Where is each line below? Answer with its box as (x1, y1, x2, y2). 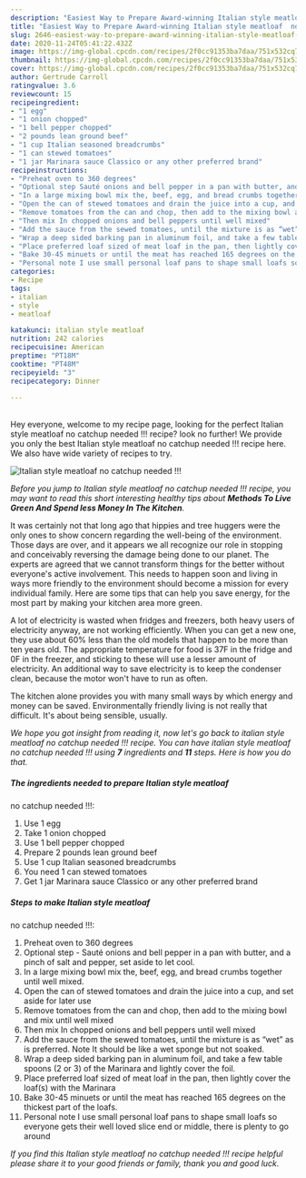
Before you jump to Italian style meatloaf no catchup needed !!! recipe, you (10, 483, 291, 494)
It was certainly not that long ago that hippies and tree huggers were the (10, 520, 281, 531)
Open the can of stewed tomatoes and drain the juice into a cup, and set (23, 986, 294, 997)
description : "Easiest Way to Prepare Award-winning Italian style (10, 13, 271, 23)
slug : (10, 30, 31, 39)
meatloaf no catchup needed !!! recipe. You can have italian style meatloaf (10, 738, 291, 749)
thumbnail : (10, 55, 52, 65)
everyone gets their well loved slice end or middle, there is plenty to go (23, 1121, 290, 1133)
